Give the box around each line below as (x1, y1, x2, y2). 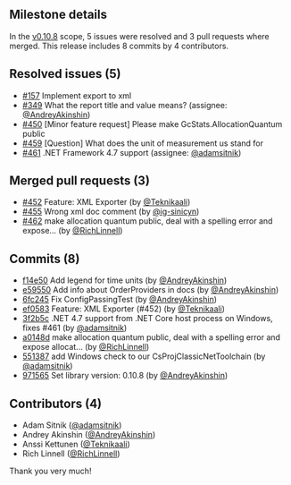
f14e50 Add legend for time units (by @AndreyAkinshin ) (21, 275, 228, 285)
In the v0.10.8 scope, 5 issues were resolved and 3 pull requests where (9, 30, 270, 41)
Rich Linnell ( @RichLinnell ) (21, 448, 121, 459)
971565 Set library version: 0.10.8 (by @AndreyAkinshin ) (21, 370, 229, 381)
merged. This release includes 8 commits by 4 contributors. (9, 40, 229, 51)
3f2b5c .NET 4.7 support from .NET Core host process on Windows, (21, 313, 274, 324)
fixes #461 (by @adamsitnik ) (21, 322, 128, 334)
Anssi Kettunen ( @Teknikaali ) (21, 438, 131, 450)
